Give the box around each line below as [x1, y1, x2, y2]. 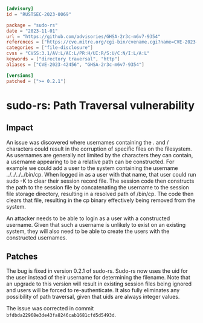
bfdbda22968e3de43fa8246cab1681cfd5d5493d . [6, 312, 117, 319]
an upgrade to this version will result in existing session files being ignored [6, 280, 192, 287]
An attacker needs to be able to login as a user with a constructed [6, 215, 170, 222]
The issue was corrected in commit [6, 305, 94, 312]
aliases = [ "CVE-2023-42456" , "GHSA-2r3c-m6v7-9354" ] [6, 61, 145, 68]
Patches [6, 251, 38, 261]
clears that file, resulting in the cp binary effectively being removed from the [6, 197, 196, 204]
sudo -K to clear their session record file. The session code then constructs [6, 177, 195, 184]
